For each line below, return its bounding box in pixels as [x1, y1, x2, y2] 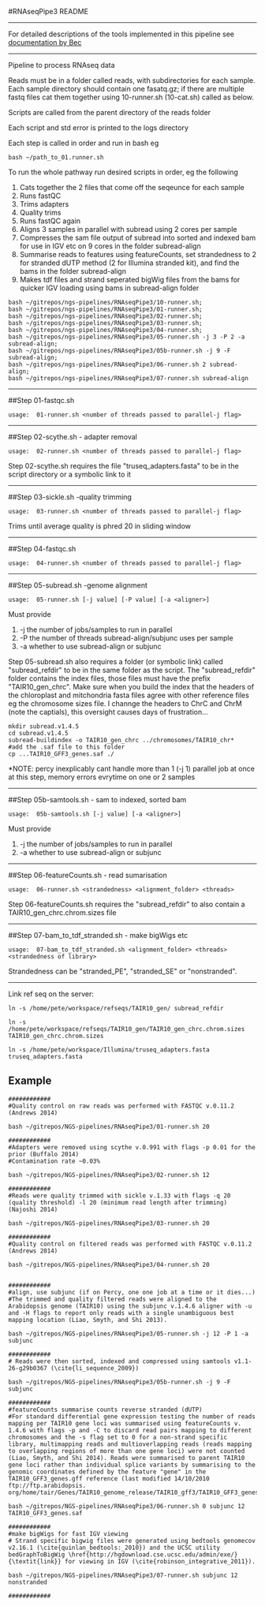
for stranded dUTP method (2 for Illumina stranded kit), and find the [19, 258, 240, 267]
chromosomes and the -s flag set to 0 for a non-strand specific [8, 1433, 227, 1441]
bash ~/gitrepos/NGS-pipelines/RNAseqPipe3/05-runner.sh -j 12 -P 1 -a [8, 1329, 248, 1338]
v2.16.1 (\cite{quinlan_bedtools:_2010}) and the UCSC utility [8, 1544, 221, 1552]
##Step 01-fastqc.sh [8, 396, 75, 405]
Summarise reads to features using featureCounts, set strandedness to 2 [19, 250, 256, 259]
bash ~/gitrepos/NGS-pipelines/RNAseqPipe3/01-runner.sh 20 [8, 1122, 211, 1130]
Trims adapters [19, 200, 69, 208]
